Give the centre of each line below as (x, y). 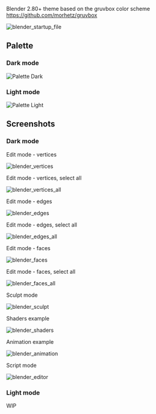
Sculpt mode (22, 295)
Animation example (30, 341)
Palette (20, 46)
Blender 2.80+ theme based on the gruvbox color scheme (78, 9)
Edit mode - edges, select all (42, 225)
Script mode (22, 365)
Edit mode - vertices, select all (44, 178)
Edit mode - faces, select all (41, 271)
